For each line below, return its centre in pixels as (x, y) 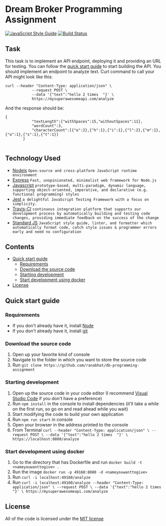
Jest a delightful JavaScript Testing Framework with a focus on (81, 199)
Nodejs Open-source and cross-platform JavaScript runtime (75, 170)
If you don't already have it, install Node (53, 326)
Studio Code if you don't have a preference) (57, 398)
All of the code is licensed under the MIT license (55, 519)
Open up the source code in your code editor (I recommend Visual (80, 393)
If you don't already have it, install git (50, 331)
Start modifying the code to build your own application (68, 414)
